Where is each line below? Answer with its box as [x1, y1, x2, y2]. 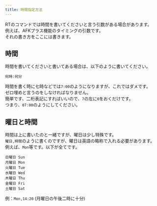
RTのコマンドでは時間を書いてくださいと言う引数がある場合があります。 [5, 21, 152, 27]
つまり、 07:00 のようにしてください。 [5, 102, 80, 108]
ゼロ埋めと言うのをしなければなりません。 [5, 90, 91, 96]
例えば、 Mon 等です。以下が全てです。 [5, 144, 80, 150]
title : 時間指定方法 [5, 7, 43, 12]
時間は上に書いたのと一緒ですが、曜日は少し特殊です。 [5, 132, 117, 138]
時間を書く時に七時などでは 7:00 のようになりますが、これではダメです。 [5, 83, 151, 89]
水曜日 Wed [5, 171, 26, 175]
